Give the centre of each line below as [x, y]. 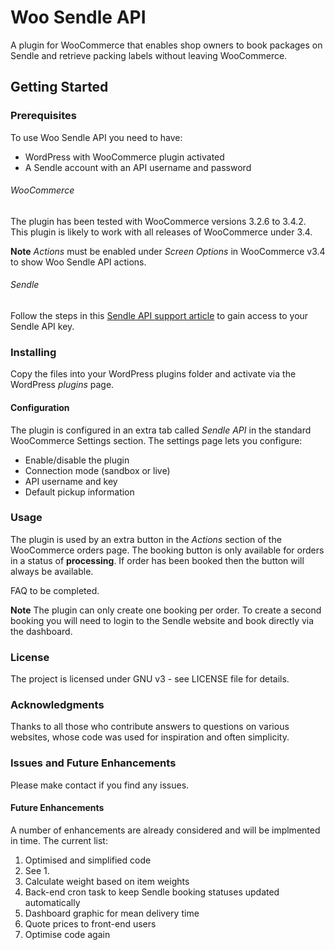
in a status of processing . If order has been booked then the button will [157, 560]
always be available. [52, 571]
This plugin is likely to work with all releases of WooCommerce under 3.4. [161, 232]
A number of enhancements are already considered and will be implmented [165, 830]
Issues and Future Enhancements [93, 763]
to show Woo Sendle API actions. [78, 262]
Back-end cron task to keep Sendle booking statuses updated [152, 892]
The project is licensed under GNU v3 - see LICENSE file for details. [150, 679]
